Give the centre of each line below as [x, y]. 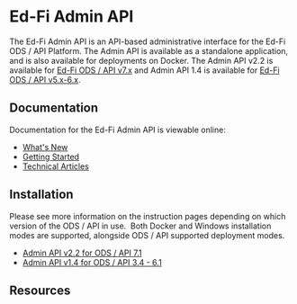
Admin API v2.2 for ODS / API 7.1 [82, 253]
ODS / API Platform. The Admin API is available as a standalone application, [149, 50]
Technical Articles [56, 166]
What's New [45, 147]
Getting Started [50, 156]
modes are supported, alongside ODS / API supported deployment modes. [147, 235]
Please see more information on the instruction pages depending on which [148, 216]
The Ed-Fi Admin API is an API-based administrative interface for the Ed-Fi [148, 41]
